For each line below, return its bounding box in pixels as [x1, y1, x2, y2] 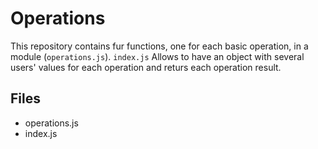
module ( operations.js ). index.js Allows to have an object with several [10, 50, 305, 62]
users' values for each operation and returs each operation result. [10, 61, 282, 73]
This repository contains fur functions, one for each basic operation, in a [10, 40, 309, 52]
